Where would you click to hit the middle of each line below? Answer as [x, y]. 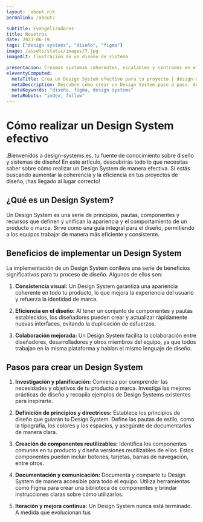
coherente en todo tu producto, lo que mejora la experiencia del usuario [105, 292]
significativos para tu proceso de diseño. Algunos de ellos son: [85, 274]
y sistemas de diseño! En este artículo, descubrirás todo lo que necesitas [97, 162]
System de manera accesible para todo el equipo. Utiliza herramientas [102, 481]
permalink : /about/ [31, 18]
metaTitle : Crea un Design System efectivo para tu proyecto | [93, 79]
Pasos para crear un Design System [75, 367]
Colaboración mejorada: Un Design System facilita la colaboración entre [106, 335]
